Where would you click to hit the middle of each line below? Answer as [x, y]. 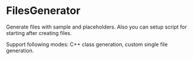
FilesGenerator [43, 11]
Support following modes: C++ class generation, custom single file [87, 44]
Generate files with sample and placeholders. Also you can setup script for [96, 27]
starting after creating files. [39, 33]
